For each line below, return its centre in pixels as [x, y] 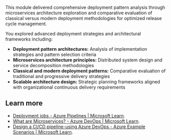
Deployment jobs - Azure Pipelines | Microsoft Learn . [69, 115]
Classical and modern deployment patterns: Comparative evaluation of [89, 71]
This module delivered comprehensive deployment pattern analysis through [85, 7]
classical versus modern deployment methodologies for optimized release [84, 18]
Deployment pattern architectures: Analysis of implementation [80, 49]
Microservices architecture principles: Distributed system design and [88, 60]
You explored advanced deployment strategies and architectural [73, 34]
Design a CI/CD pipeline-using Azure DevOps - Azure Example [79, 126]
